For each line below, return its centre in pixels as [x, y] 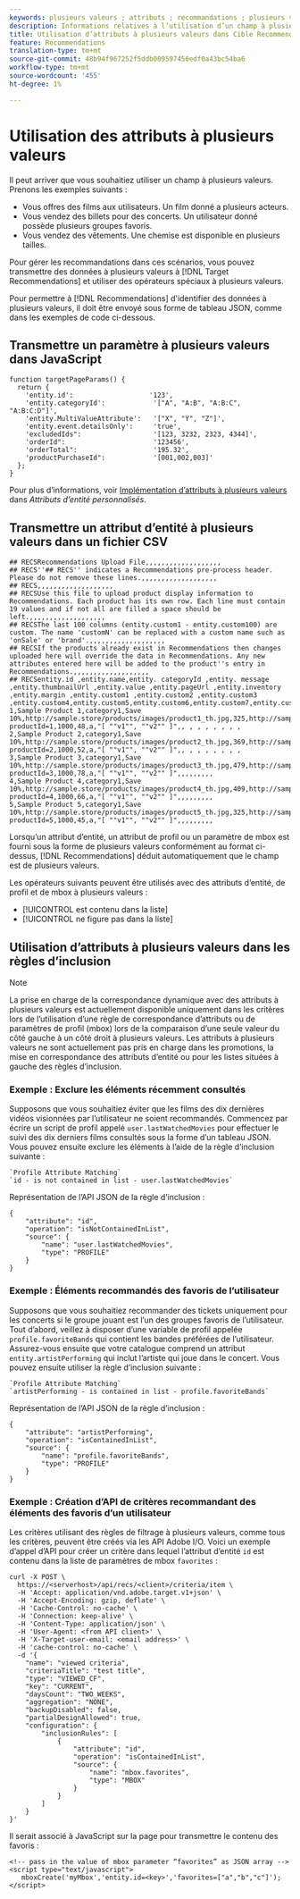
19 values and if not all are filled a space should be [115, 609]
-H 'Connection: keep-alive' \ [75, 1616]
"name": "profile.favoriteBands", [105, 1456]
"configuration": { [62, 1726]
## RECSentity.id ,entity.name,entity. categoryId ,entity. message [139, 680]
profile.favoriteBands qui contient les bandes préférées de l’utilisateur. [142, 1339]
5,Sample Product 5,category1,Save [75, 805]
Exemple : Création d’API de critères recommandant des [133, 1501]
